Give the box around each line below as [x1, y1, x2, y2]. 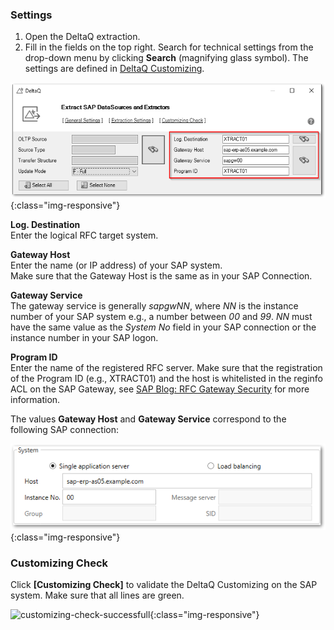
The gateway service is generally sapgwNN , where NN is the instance [10, 299, 299, 312]
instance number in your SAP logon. [10, 331, 159, 343]
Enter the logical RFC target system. [10, 229, 159, 241]
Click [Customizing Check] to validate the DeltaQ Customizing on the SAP [10, 579, 318, 591]
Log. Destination [10, 218, 81, 230]
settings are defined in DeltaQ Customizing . [24, 63, 205, 75]
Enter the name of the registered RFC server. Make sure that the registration [10, 361, 323, 373]
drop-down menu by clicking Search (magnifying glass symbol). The [24, 52, 309, 64]
